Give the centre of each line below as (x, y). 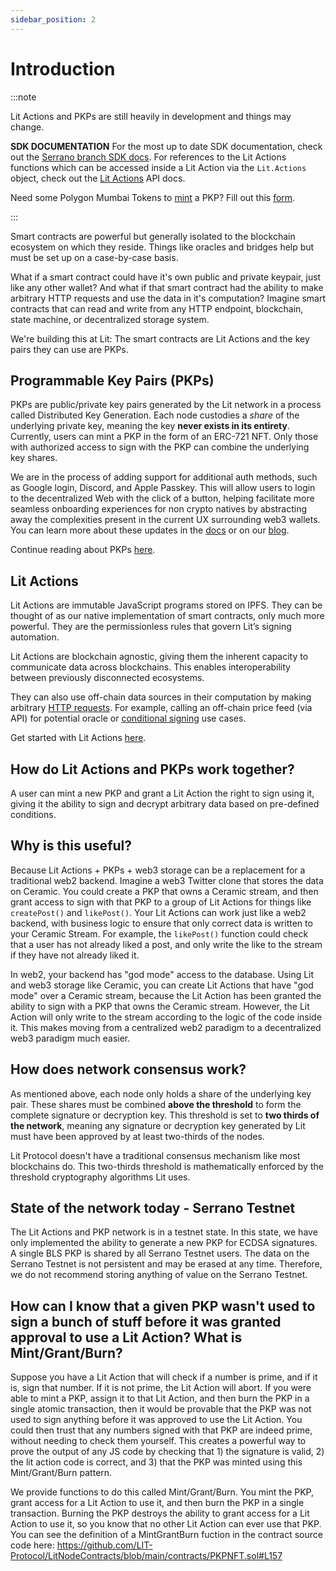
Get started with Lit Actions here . (78, 738)
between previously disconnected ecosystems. (107, 678)
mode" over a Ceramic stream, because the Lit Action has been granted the (166, 995)
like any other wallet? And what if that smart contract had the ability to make (167, 287)
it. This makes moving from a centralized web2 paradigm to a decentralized (166, 1027)
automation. (35, 637)
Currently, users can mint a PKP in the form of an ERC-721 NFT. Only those (164, 437)
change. (27, 127)
